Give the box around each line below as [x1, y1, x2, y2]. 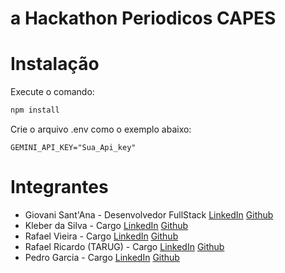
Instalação [10, 53, 100, 76]
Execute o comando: [10, 86, 95, 98]
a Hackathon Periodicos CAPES [10, 7, 277, 30]
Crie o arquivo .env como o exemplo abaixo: [10, 123, 192, 135]
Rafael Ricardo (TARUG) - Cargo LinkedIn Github [24, 240, 225, 252]
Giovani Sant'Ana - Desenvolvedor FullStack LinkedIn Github [24, 208, 274, 221]
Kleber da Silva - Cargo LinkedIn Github [24, 219, 189, 231]
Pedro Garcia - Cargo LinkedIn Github [24, 251, 180, 263]
